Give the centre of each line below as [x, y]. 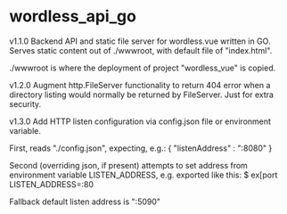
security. [25, 103]
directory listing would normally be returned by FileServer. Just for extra [142, 95]
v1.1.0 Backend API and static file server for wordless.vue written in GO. [140, 41]
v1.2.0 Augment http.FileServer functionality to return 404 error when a [140, 85]
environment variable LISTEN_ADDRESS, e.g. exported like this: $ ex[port [143, 175]
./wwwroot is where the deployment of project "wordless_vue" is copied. [143, 68]
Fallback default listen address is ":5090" [85, 202]
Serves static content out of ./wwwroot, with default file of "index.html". [141, 50]
